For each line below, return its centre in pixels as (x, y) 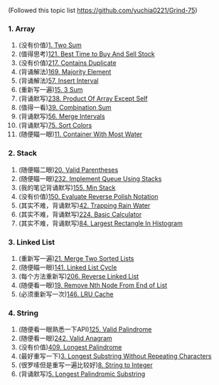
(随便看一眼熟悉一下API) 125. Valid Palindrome (85, 329)
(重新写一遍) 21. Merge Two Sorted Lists (76, 258)
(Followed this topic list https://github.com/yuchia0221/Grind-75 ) (103, 10)
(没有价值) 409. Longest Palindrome (70, 347)
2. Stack (23, 153)
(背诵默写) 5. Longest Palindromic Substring (82, 374)
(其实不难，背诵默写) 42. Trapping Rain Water (84, 205)
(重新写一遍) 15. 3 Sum (50, 90)
